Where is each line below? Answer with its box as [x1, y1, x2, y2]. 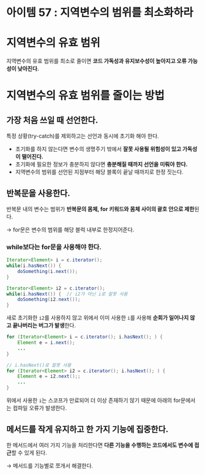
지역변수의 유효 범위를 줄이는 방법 [6, 89, 165, 103]
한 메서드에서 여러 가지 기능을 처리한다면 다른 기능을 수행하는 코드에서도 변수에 [6, 441, 193, 449]
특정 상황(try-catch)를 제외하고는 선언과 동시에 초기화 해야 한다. [6, 132, 159, 140]
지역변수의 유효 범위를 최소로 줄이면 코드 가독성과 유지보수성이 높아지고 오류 [6, 58, 187, 65]
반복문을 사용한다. [6, 188, 70, 198]
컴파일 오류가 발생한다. [12, 405, 67, 412]
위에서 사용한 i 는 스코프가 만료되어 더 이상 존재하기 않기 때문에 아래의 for [6, 397, 181, 404]
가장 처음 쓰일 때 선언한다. [6, 114, 99, 125]
